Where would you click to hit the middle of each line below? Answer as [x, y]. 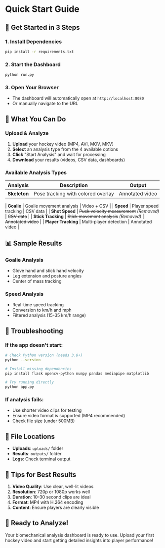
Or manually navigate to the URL [45, 104]
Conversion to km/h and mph [42, 310]
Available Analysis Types [36, 172]
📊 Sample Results [34, 243]
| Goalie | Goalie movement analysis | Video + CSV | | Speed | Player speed [82, 206]
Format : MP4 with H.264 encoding [48, 502]
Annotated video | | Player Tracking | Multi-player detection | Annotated [79, 222]
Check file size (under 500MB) [43, 421]
